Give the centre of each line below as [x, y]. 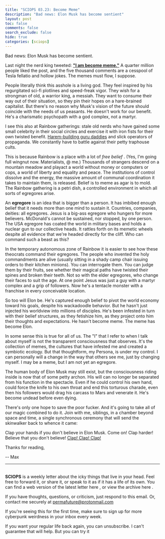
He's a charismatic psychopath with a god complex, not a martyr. [71, 117]
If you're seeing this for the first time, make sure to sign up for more [74, 511]
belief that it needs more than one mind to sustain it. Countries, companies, [81, 208]
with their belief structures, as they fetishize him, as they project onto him [79, 316]
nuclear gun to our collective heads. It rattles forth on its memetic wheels [79, 229]
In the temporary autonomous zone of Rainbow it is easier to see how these [82, 249]
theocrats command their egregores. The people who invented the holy [77, 254]
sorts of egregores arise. [30, 193]
